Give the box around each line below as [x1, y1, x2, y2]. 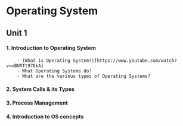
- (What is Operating [17, 58, 70, 64]
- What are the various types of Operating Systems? [17, 73, 151, 79]
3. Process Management [6, 99, 69, 106]
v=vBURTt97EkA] [6, 62, 44, 69]
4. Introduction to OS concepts [6, 113, 84, 120]
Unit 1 [6, 28, 27, 38]
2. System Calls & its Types [6, 86, 75, 93]
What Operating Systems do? [21, 68, 92, 74]
